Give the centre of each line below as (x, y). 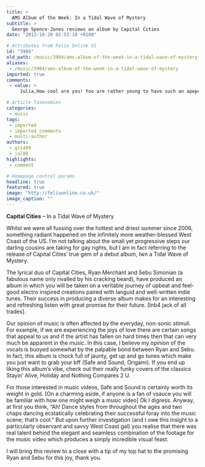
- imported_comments (35, 131)
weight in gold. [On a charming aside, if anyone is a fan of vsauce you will (99, 394)
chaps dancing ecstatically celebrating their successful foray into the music (101, 413)
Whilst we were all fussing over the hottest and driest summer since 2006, (100, 228)
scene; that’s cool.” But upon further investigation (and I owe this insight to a (102, 419)
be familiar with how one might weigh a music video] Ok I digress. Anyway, (100, 400)
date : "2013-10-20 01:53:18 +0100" (52, 35)
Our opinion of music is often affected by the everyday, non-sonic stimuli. (99, 323)
